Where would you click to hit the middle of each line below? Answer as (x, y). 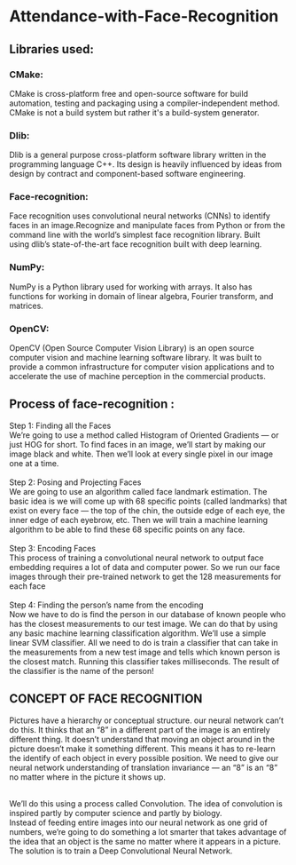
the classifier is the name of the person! (82, 671)
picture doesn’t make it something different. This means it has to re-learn (143, 749)
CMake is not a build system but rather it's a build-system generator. (134, 112)
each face (27, 586)
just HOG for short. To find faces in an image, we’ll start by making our (137, 444)
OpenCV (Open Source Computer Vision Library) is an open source (132, 348)
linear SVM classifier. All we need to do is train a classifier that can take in (144, 642)
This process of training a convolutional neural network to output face (136, 558)
